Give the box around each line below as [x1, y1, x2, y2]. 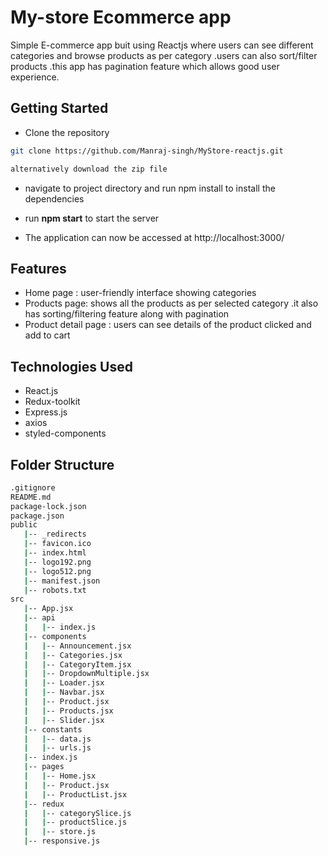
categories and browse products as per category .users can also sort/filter [10, 49, 318, 61]
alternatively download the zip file [10, 164, 168, 174]
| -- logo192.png [23, 557, 92, 567]
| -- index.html [23, 548, 87, 558]
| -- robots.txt [23, 585, 87, 595]
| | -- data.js [23, 734, 92, 744]
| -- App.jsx [23, 604, 74, 614]
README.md [10, 492, 52, 502]
